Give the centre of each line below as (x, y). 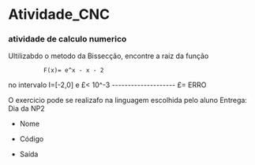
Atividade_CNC (59, 15)
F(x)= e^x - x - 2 (73, 71)
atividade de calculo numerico (67, 39)
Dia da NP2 (26, 108)
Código (32, 139)
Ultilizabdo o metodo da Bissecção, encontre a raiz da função (109, 56)
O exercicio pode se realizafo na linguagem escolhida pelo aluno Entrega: (127, 101)
